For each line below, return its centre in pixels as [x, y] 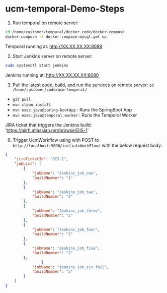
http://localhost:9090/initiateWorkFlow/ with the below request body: [87, 145]
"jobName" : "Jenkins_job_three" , [67, 211]
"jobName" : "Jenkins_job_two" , [65, 192]
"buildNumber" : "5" [52, 272]
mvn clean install [32, 105]
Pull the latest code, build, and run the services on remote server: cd [83, 85]
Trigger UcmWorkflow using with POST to [56, 140]
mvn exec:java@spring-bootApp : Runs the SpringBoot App [72, 109]
